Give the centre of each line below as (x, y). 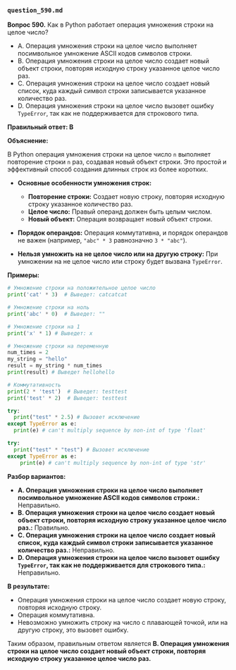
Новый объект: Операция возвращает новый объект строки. (120, 219)
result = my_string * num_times (55, 366)
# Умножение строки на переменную (58, 346)
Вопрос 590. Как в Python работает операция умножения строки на (110, 25)
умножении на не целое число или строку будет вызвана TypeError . (120, 262)
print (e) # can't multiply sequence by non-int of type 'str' (113, 463)
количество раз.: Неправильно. (66, 550)
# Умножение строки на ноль (49, 307)
